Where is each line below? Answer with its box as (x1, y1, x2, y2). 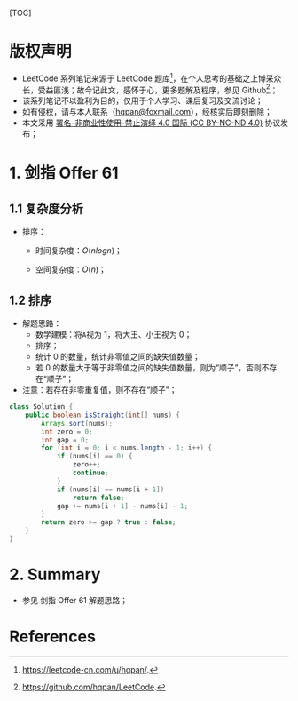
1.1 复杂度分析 (9, 201, 84, 216)
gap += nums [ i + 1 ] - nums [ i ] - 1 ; (56, 501, 189, 510)
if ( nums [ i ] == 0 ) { (56, 452, 133, 461)
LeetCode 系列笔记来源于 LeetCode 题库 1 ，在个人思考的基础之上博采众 (21, 71, 282, 84)
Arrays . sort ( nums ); (41, 418, 114, 427)
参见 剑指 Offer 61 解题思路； (21, 594, 129, 605)
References (9, 626, 96, 647)
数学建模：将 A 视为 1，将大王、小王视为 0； (35, 329, 192, 340)
